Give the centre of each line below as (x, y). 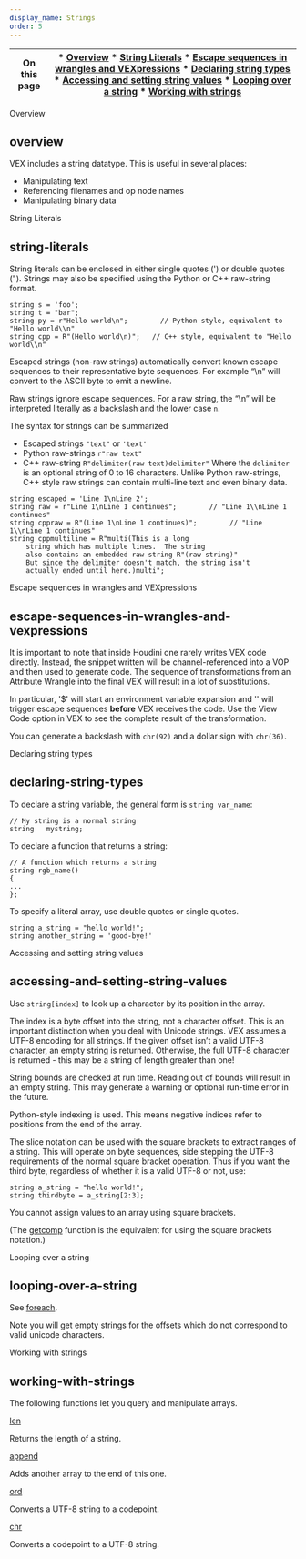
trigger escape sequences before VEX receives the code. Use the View (143, 708)
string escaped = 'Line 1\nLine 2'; (79, 499)
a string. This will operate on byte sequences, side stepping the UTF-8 (142, 1151)
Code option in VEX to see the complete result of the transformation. (138, 718)
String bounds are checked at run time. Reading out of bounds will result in (150, 1077)
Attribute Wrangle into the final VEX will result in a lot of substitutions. (140, 681)
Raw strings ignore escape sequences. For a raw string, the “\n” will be (143, 399)
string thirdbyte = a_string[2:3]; (77, 1195)
